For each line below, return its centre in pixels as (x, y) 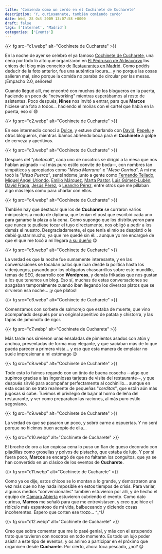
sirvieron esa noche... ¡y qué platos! (41, 290)
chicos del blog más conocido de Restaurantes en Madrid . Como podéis (77, 66)
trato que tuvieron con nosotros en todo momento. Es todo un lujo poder (78, 536)
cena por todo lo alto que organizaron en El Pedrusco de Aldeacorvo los (77, 61)
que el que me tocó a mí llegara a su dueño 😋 (51, 240)
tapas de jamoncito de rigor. (33, 320)
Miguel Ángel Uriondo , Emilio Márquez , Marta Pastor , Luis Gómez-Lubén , (78, 180)
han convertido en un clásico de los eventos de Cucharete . (64, 462)
